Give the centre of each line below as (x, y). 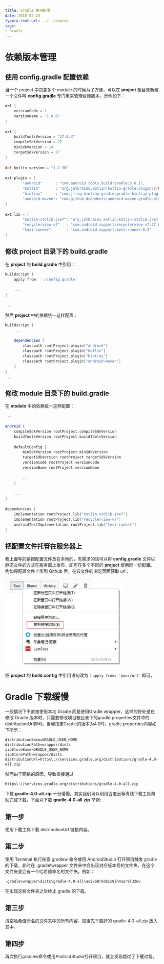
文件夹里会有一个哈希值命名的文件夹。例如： (50, 871)
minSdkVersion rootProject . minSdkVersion (65, 452)
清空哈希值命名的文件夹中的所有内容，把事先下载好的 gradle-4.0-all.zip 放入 (82, 921)
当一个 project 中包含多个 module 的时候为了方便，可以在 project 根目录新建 (82, 90)
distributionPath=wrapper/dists (38, 745)
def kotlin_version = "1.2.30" (37, 168)
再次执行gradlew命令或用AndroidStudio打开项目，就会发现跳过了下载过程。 (81, 957)
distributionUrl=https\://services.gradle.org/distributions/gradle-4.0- (82, 760)
